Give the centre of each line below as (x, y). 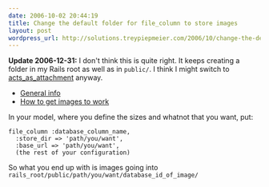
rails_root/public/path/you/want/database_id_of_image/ (103, 175)
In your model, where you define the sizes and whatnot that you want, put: (131, 117)
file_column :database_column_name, (69, 132)
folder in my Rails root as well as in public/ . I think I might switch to (119, 70)
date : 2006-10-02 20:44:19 (53, 16)
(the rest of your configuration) (73, 153)
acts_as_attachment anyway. (56, 78)
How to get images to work (64, 101)
